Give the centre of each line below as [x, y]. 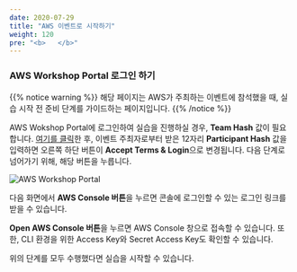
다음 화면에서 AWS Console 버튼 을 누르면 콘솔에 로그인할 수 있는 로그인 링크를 [148, 197]
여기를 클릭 [55, 138]
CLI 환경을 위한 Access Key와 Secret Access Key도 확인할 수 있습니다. [147, 239]
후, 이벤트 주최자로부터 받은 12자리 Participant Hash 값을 [185, 138]
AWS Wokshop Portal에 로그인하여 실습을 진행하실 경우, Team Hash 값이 [139, 127]
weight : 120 [31, 34]
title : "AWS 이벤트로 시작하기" [62, 26]
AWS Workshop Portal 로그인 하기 [82, 75]
